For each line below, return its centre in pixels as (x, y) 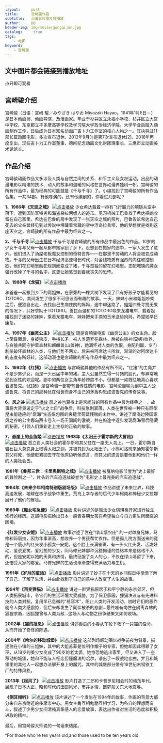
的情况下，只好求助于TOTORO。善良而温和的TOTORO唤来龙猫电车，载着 (78, 310)
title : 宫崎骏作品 (27, 14)
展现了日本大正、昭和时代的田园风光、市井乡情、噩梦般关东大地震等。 (75, 687)
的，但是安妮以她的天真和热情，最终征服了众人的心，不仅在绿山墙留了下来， (81, 556)
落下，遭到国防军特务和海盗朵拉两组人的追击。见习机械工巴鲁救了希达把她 (79, 213)
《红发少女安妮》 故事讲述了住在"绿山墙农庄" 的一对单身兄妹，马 (81, 532)
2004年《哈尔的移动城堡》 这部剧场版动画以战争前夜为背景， (78, 640)
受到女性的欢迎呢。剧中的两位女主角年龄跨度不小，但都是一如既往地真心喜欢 (81, 379)
